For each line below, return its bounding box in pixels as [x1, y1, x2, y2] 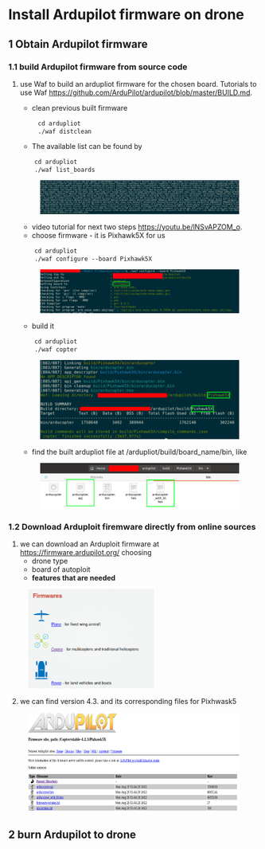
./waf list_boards [34, 166, 95, 174]
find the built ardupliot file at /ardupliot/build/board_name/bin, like [31, 447, 247, 456]
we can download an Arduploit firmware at [19, 539, 160, 549]
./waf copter [34, 346, 78, 354]
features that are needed [31, 573, 116, 583]
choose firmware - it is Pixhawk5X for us [31, 231, 166, 241]
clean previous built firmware [31, 103, 128, 112]
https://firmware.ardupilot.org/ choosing [19, 548, 153, 558]
